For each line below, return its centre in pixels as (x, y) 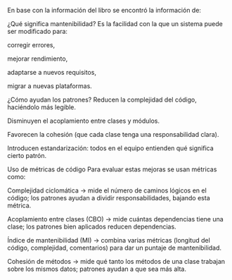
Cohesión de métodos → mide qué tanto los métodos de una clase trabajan (116, 261)
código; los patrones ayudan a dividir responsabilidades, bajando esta (109, 198)
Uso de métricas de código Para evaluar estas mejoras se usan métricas (112, 169)
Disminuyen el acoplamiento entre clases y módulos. (84, 121)
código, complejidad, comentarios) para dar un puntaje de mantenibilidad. (115, 248)
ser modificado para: (38, 31)
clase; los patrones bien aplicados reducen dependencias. (92, 226)
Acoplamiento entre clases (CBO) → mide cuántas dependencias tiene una (115, 219)
